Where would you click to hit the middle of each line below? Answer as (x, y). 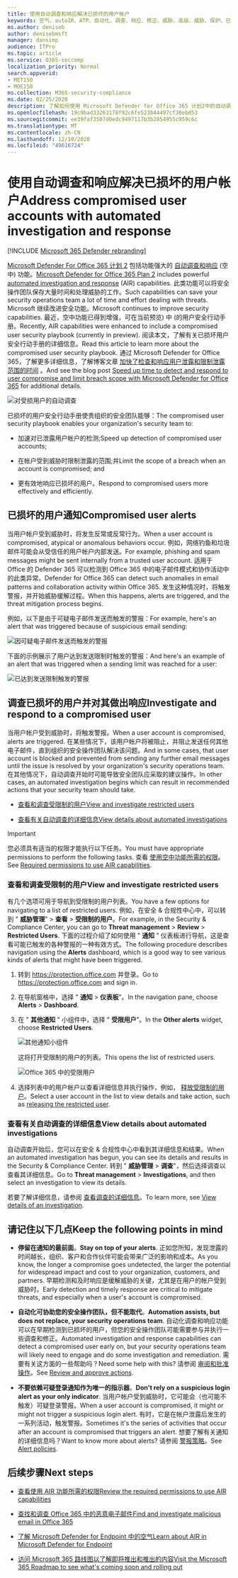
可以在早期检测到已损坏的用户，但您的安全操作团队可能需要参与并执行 (120, 1330)
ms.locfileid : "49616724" (45, 146)
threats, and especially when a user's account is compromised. (110, 1297)
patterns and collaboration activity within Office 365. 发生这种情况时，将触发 (119, 587)
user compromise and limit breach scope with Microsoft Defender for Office (118, 378)
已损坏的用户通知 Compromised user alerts (102, 515)
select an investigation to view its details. (67, 1183)
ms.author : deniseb (36, 27)
